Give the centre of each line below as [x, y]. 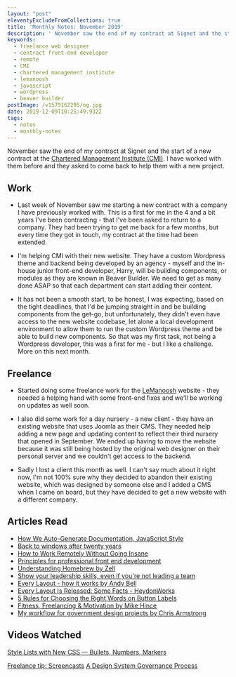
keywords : [22, 40]
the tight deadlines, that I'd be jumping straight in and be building [112, 307]
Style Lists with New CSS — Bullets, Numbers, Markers [87, 652]
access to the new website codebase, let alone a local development [116, 322]
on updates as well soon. [53, 405]
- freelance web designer [52, 46]
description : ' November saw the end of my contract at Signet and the [114, 33]
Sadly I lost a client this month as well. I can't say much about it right [117, 470]
